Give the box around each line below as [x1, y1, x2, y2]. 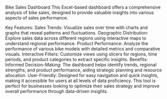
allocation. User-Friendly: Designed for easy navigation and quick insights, [5, 72, 158, 78]
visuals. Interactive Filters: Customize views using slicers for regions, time [5, 51, 157, 57]
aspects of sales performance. [5, 15, 68, 20]
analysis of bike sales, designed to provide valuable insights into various [5, 9, 154, 15]
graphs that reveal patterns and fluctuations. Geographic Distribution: [5, 30, 148, 35]
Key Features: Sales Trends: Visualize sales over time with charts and [5, 24, 148, 30]
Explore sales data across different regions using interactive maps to [5, 35, 146, 41]
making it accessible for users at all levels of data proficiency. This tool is [5, 77, 156, 83]
